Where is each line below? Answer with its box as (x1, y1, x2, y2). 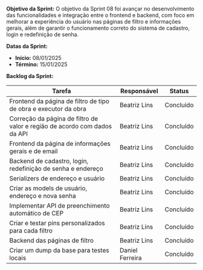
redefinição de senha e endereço (9, 165, 104, 173)
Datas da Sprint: (6, 42, 48, 50)
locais (9, 254, 27, 262)
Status (169, 87, 189, 95)
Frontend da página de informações (9, 139, 111, 148)
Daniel (120, 246, 138, 254)
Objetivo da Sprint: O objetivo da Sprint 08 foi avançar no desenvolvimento (6, 5, 195, 12)
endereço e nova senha (9, 192, 77, 200)
